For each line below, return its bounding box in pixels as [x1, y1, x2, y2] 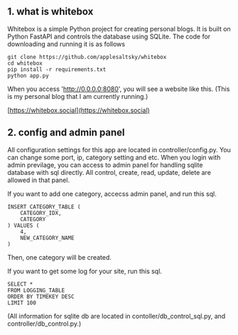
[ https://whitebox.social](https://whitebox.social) [7, 106, 151, 115]
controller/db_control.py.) [7, 319, 82, 328]
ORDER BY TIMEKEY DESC [7, 293, 75, 300]
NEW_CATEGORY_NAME [20, 234, 75, 241]
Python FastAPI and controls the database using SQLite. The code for [7, 32, 211, 41]
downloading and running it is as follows [7, 39, 126, 48]
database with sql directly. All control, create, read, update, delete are [7, 168, 212, 176]
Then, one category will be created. [7, 252, 112, 262]
